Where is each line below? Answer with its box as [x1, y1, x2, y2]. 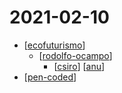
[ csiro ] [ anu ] [53, 60, 106, 72]
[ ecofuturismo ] [23, 39, 86, 51]
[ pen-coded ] [23, 71, 77, 83]
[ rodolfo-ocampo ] [38, 49, 113, 61]
